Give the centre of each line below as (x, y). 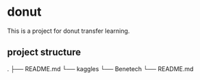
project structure (44, 52)
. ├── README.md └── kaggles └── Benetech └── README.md (100, 68)
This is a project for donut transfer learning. (68, 31)
